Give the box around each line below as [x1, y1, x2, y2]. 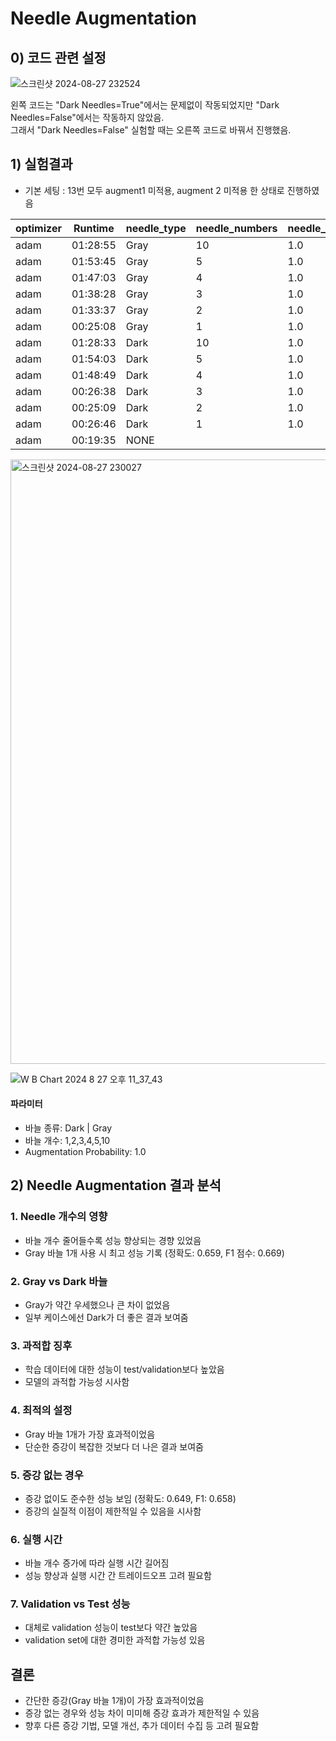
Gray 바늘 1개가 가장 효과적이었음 [24, 1428, 156, 1440]
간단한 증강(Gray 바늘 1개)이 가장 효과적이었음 [24, 1695, 205, 1707]
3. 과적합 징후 [10, 1338, 73, 1352]
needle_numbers [195, 221, 278, 235]
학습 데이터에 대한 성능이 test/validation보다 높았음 [24, 1363, 225, 1376]
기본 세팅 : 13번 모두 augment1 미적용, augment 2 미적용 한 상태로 [24, 184, 285, 196]
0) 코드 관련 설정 [10, 49, 107, 66]
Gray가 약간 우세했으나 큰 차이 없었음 [24, 1299, 171, 1311]
